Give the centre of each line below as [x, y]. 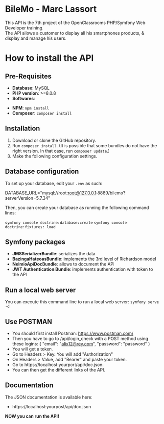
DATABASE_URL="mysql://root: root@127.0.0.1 [51, 193]
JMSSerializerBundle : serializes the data [54, 254]
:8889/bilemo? [111, 193]
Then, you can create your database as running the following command [77, 208]
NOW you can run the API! [32, 416]
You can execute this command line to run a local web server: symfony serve [82, 302]
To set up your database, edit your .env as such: [54, 183]
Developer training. [24, 27]
